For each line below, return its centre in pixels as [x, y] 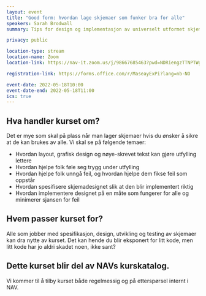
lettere [23, 161]
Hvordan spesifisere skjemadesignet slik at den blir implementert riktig [104, 187]
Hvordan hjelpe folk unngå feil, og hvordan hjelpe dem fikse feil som [101, 174]
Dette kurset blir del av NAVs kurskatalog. [88, 266]
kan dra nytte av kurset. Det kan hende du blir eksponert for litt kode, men [100, 240]
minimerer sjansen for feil [47, 200]
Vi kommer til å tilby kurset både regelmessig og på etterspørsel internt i [97, 281]
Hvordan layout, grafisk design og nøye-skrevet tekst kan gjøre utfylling [106, 154]
